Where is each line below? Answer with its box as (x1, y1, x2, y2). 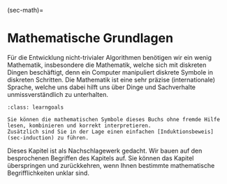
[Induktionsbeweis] (156, 128, 214, 135)
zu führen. (57, 134, 89, 141)
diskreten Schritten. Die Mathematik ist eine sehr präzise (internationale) (7, 75, 215, 84)
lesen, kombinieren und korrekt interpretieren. (7, 122, 152, 129)
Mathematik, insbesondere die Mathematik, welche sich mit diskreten (7, 61, 207, 69)
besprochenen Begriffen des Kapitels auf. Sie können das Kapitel (7, 153, 194, 162)
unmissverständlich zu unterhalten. (7, 90, 108, 98)
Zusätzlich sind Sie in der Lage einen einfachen (7, 128, 155, 135)
